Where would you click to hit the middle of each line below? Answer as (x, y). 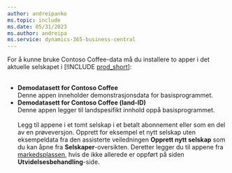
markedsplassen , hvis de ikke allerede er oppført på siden (101, 155)
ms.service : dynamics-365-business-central (72, 40)
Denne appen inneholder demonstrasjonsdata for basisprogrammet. (115, 96)
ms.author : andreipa (37, 33)
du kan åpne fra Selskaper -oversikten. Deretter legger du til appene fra (120, 147)
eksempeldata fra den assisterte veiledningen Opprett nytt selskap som (121, 140)
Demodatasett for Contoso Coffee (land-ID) (82, 103)
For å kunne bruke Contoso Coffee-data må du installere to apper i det (108, 59)
